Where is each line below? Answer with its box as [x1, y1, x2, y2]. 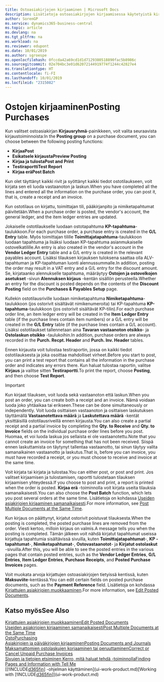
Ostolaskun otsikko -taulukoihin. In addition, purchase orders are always [5, 332, 151, 338]
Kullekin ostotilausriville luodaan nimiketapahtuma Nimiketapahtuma [5, 295, 143, 301]
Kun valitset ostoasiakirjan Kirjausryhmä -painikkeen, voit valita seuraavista [5, 128, 157, 134]
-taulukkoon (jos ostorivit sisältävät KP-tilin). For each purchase [27, 306, 155, 312]
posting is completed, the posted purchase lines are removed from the [5, 520, 146, 526]
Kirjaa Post [12, 148, 34, 154]
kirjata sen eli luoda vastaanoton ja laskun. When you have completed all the [5, 184, 158, 189]
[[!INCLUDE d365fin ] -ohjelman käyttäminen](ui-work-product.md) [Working [5, 666, 157, 672]
